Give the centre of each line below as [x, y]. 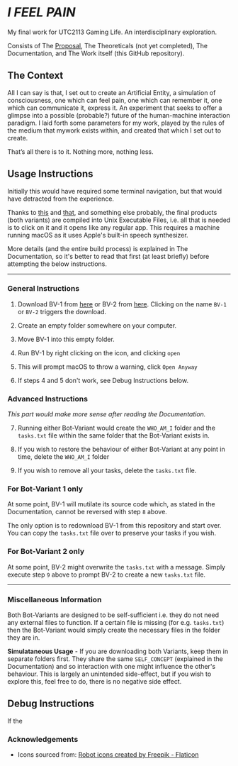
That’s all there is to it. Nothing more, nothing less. [80, 151]
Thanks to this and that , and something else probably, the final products [112, 212]
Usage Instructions [50, 174]
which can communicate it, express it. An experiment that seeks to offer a [115, 108]
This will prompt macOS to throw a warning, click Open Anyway [107, 367]
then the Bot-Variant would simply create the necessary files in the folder [114, 630]
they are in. [24, 638]
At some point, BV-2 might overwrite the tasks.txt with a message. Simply [116, 567]
